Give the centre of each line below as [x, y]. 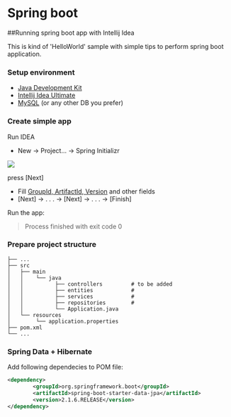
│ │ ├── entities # [71, 290]
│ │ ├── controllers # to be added [90, 284]
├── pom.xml [25, 328]
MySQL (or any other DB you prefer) [71, 103]
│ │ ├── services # [71, 296]
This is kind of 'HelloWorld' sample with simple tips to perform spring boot [115, 46]
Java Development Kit [50, 88]
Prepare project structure [52, 245]
